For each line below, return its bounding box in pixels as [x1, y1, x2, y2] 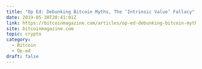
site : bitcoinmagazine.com [6, 25, 74, 32]
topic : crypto [6, 31, 42, 37]
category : [6, 37, 31, 43]
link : [6, 20, 20, 26]
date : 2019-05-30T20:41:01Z [6, 14, 77, 20]
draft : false [6, 53, 39, 59]
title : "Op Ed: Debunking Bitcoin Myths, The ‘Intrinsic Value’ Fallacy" [6, 8, 195, 15]
